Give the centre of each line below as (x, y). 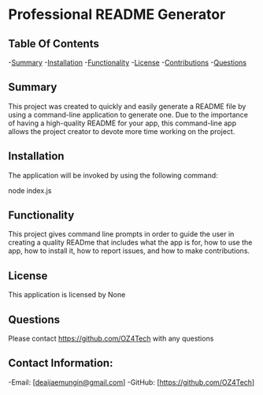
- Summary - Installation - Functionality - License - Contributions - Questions (127, 62)
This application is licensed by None (67, 295)
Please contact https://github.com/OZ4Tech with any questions (111, 339)
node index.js (30, 190)
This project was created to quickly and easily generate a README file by (127, 106)
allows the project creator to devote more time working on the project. (122, 131)
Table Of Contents (54, 44)
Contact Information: (61, 363)
